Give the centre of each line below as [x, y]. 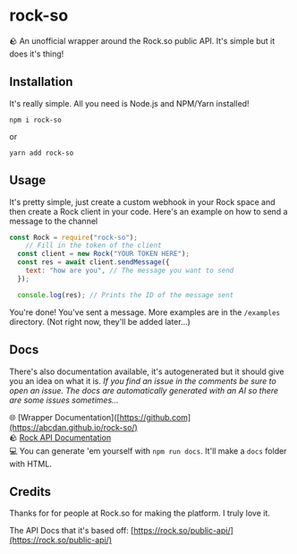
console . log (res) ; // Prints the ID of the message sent [126, 295]
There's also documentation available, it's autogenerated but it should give [147, 371]
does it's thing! [37, 54]
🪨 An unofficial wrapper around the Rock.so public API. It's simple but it [142, 40]
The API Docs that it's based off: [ [72, 531]
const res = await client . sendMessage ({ [93, 262]
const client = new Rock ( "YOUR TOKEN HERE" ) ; [104, 254]
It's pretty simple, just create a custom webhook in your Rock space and [142, 201]
